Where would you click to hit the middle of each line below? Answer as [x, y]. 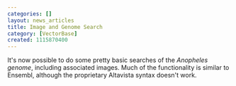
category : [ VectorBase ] [43, 33]
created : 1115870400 [38, 40]
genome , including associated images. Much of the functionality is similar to [118, 68]
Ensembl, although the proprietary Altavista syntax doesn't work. [102, 75]
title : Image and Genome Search [55, 27]
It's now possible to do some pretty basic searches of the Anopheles [108, 60]
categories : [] [30, 14]
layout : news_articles [41, 20]
